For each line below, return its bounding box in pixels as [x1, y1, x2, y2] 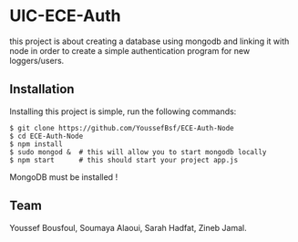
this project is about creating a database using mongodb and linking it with [9, 36, 290, 47]
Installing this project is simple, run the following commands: [9, 106, 237, 117]
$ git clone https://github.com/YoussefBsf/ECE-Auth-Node [9, 123, 234, 132]
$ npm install [9, 139, 64, 149]
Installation [9, 81, 75, 97]
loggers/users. [9, 55, 65, 66]
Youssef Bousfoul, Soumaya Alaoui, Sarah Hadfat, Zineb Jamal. [9, 222, 248, 233]
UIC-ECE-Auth [9, 5, 121, 26]
